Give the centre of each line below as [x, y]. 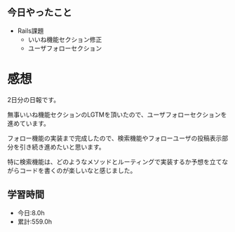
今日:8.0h [31, 212]
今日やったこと [40, 13]
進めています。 [29, 123]
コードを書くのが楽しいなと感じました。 [78, 171]
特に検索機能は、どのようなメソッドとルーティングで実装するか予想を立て [115, 161]
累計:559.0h [35, 222]
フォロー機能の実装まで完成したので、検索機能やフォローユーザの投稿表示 [115, 138]
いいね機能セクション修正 [65, 39]
